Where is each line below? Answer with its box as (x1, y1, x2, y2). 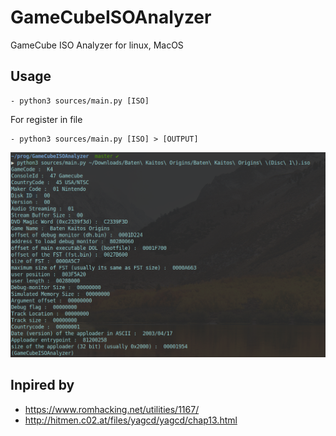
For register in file (10, 113, 83, 125)
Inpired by (10, 377, 75, 394)
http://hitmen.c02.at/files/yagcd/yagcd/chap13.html (24, 414, 238, 426)
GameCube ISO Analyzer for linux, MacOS (10, 39, 184, 51)
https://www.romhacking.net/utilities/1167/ (24, 403, 200, 415)
